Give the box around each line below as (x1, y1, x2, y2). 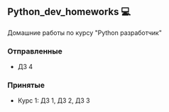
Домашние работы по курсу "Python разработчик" (7, 28, 162, 37)
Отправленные (7, 46, 62, 56)
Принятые (7, 81, 45, 91)
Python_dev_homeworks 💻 (7, 6, 131, 18)
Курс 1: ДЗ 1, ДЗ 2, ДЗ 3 (17, 96, 90, 105)
